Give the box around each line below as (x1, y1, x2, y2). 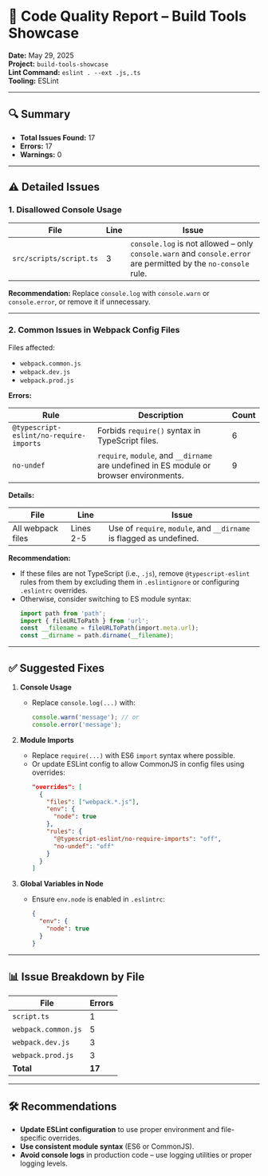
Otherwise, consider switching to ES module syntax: (19, 594, 191, 603)
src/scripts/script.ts (12, 255, 98, 263)
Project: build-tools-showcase (8, 59, 109, 69)
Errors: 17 (19, 141, 53, 151)
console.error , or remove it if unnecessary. (8, 297, 151, 306)
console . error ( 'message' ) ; (31, 720, 122, 728)
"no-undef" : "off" (53, 842, 115, 850)
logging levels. (19, 1158, 68, 1168)
